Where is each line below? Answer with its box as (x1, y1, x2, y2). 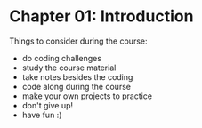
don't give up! (21, 100, 74, 110)
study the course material (21, 62, 117, 73)
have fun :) (21, 109, 62, 120)
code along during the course (21, 81, 132, 92)
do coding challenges (21, 52, 102, 63)
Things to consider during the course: (9, 36, 148, 46)
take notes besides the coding (21, 71, 133, 82)
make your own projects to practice (21, 91, 153, 101)
